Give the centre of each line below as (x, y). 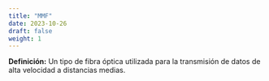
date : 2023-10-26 (38, 23)
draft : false (30, 31)
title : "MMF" (30, 16)
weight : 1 (25, 38)
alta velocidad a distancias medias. (67, 70)
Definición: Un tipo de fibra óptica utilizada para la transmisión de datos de (134, 62)
